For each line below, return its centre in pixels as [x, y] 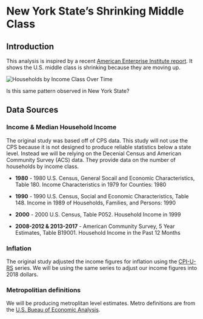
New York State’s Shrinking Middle [95, 11]
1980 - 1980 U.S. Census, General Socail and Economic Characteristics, [105, 178]
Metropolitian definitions [44, 290]
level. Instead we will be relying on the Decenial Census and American [94, 153]
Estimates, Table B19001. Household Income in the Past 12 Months [98, 232]
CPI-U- [187, 261]
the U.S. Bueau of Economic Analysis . [53, 310]
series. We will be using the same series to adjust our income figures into [106, 267]
